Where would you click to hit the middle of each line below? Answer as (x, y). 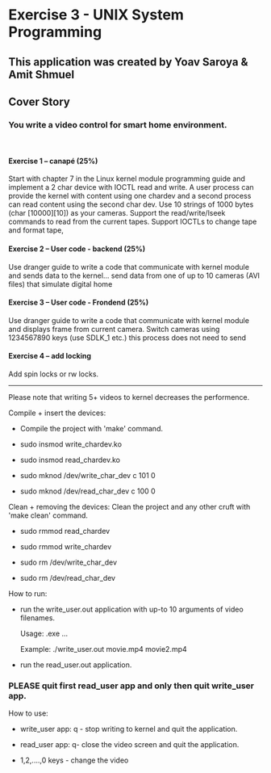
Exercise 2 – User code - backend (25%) (77, 249)
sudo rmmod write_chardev (66, 547)
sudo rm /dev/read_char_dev (67, 578)
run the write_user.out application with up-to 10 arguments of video (131, 609)
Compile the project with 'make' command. (92, 429)
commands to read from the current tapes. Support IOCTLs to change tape (133, 222)
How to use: (28, 713)
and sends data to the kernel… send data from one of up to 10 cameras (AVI (134, 275)
